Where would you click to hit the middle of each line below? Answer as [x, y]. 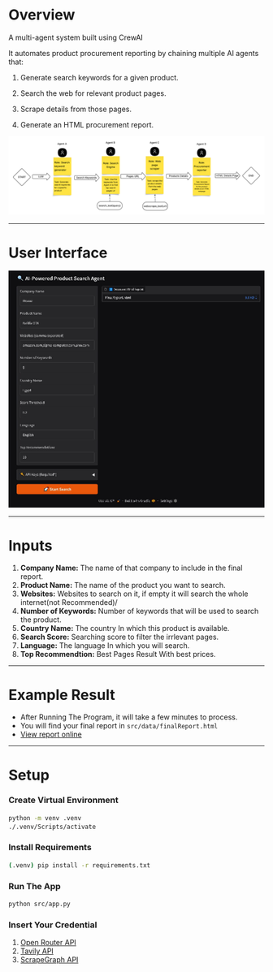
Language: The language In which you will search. [105, 646]
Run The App [35, 886]
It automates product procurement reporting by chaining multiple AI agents [134, 53]
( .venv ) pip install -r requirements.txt [80, 865]
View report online [51, 734]
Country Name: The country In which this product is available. [125, 629]
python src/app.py [39, 904]
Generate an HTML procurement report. [87, 124]
